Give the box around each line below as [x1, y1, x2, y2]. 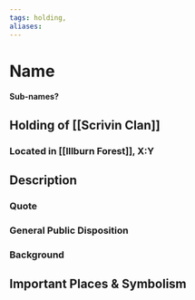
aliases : [9, 22, 43, 31]
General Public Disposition [9, 224, 129, 237]
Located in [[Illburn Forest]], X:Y [9, 144, 154, 157]
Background [9, 248, 65, 261]
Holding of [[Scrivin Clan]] [9, 117, 161, 132]
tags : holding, [9, 13, 67, 23]
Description [9, 172, 77, 188]
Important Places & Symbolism [9, 276, 188, 292]
